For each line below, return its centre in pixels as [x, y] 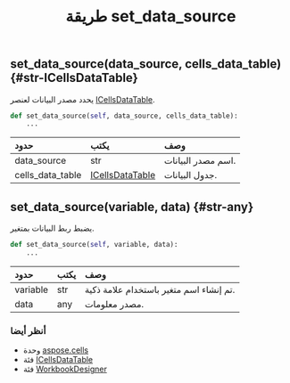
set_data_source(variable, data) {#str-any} [132, 207]
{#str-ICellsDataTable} [75, 78]
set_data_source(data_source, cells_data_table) [146, 64]
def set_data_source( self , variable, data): [94, 245]
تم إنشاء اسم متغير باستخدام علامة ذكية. [160, 289]
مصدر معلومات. [114, 304]
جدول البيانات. [191, 175]
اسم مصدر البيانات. [200, 160]
